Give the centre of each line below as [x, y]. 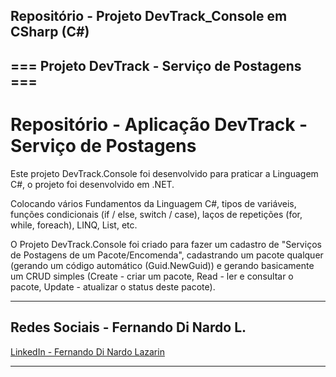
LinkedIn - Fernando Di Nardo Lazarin [87, 351]
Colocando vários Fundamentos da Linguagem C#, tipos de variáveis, [153, 203]
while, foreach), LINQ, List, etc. [74, 225]
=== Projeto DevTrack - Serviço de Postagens [156, 65]
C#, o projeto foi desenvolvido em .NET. [92, 184]
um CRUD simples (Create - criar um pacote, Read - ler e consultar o [152, 276]
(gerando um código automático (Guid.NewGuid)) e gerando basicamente [162, 265]
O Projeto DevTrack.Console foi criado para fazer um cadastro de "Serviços [166, 244]
